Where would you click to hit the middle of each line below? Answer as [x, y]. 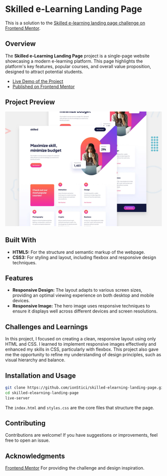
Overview [21, 44]
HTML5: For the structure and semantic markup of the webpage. [79, 252]
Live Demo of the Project [38, 81]
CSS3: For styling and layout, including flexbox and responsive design [84, 257]
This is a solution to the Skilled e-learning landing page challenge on [75, 23]
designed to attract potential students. [44, 72]
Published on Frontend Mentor [43, 86]
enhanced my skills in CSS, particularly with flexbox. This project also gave [82, 349]
